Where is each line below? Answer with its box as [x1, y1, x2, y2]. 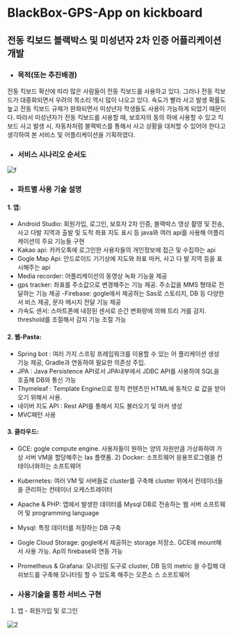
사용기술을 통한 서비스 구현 [17, 589, 102, 599]
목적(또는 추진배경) [17, 70, 78, 79]
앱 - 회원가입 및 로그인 [17, 606, 78, 615]
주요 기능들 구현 [41, 237, 85, 246]
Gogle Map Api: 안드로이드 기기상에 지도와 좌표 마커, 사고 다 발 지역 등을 [17, 255, 216, 263]
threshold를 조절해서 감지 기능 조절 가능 [17, 315, 127, 324]
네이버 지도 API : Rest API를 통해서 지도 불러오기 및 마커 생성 [17, 401, 183, 410]
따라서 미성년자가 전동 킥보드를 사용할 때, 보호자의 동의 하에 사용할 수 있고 [16, 113, 217, 121]
